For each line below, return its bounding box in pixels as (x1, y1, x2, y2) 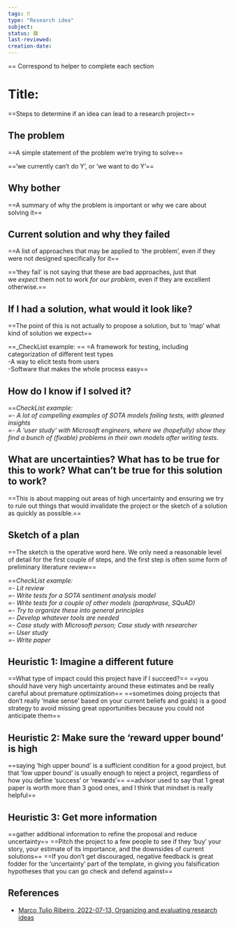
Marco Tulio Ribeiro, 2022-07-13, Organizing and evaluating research (17, 906, 218, 914)
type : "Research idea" (8, 17, 74, 24)
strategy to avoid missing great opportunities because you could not (8, 704, 205, 713)
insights (8, 419, 31, 427)
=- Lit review (8, 583, 45, 592)
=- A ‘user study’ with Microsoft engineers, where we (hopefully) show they (8, 426, 226, 434)
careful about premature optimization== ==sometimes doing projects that (8, 690, 221, 698)
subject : (8, 23, 34, 30)
